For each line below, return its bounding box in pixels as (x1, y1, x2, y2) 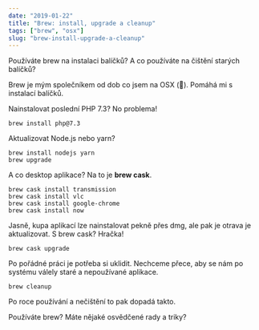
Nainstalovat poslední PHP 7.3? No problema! (8, 104, 158, 114)
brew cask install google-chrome (8, 199, 120, 208)
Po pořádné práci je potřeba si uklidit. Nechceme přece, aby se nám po (8, 259, 244, 268)
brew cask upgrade (8, 245, 70, 253)
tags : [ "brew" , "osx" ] (8, 26, 84, 34)
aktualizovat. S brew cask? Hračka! (8, 229, 124, 239)
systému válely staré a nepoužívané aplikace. (8, 268, 159, 277)
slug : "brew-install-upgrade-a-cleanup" (8, 34, 146, 42)
